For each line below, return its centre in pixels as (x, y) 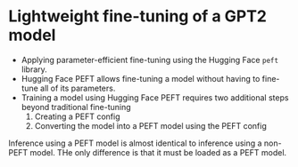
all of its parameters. (78, 88)
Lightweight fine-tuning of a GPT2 (137, 16)
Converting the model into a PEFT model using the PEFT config (150, 125)
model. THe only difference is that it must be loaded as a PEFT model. (158, 152)
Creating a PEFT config (78, 116)
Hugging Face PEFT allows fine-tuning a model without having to (141, 78)
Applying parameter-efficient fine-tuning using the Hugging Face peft (149, 60)
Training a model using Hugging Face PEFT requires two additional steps (155, 97)
